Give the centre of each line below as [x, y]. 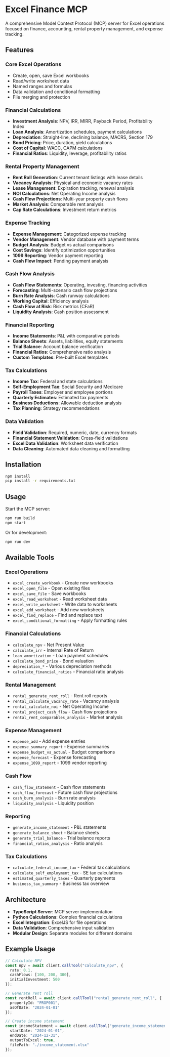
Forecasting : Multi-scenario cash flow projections [65, 290]
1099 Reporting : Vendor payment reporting [58, 255]
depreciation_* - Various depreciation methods [62, 666]
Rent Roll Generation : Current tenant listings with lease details [78, 178]
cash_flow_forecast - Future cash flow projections [65, 792]
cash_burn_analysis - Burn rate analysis [54, 797]
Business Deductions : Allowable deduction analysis [67, 403]
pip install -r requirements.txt [40, 481]
